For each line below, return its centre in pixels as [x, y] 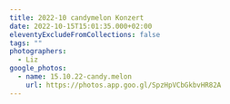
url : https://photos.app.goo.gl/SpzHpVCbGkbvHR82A [124, 85]
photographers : [38, 52]
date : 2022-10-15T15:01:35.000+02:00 [81, 26]
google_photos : [38, 69]
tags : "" [26, 43]
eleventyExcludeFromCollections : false [85, 34]
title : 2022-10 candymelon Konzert [77, 18]
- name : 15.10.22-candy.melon [75, 77]
